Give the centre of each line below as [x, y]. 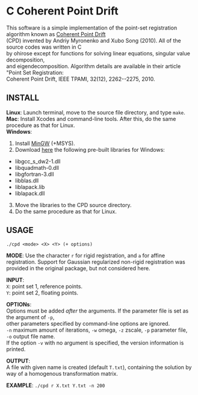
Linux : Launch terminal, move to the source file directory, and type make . [96, 112]
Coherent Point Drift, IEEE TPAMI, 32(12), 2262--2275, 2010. [81, 79]
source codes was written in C [44, 47]
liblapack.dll [30, 193]
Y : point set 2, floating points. [42, 293]
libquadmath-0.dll [37, 167]
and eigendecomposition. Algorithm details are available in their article [94, 66]
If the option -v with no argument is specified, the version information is [95, 343]
